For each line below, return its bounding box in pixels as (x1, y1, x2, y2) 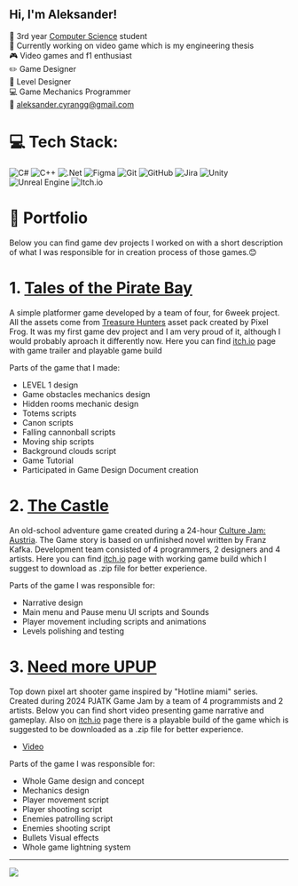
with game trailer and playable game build (9, 345, 162, 355)
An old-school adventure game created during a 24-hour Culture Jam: (9, 524, 266, 536)
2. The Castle (9, 495, 109, 515)
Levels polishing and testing (21, 626, 125, 636)
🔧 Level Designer (9, 76, 72, 87)
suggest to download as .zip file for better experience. (9, 563, 208, 573)
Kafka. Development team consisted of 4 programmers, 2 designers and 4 (9, 544, 281, 555)
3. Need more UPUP (9, 657, 157, 676)
